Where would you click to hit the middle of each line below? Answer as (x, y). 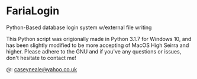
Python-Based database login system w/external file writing (79, 27)
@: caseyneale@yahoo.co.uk (42, 69)
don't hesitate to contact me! (41, 58)
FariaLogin (33, 11)
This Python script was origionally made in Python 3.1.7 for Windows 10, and (99, 39)
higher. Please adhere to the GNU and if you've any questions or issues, (94, 51)
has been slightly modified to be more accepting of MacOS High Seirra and (98, 45)
